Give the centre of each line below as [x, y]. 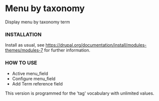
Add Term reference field [37, 84]
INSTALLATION [23, 34]
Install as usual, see [25, 45]
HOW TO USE [21, 63]
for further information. [67, 50]
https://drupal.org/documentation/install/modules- [96, 45]
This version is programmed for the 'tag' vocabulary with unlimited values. [80, 93]
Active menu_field [30, 73]
